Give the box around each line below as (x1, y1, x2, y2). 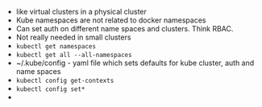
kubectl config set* (15, 85, 85, 93)
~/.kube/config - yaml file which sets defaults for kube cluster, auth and (15, 58, 255, 68)
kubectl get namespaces (15, 43, 97, 51)
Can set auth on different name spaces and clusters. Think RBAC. (15, 24, 234, 33)
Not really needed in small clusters (15, 32, 131, 42)
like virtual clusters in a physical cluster (15, 7, 148, 16)
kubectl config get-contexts (15, 76, 114, 84)
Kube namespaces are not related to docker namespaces (15, 15, 206, 25)
